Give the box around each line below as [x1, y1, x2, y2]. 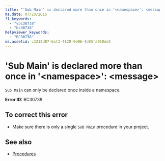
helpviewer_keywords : [5, 30, 50, 35]
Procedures [12, 151, 36, 157]
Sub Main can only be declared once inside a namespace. [5, 87, 121, 93]
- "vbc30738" [9, 21, 36, 26]
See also [5, 138, 32, 146]
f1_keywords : [5, 16, 32, 21]
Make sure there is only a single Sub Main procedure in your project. [12, 124, 149, 130]
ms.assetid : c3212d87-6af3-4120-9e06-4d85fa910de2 [5, 39, 111, 44]
